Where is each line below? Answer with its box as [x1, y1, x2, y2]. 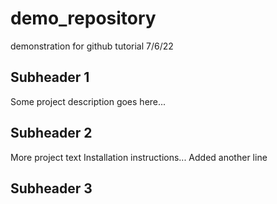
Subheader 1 [10, 69, 90, 86]
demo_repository [10, 7, 157, 30]
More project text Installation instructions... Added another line [10, 151, 268, 163]
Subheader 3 [10, 180, 93, 197]
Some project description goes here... [10, 95, 167, 107]
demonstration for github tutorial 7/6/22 [10, 40, 174, 52]
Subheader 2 [10, 125, 93, 142]
